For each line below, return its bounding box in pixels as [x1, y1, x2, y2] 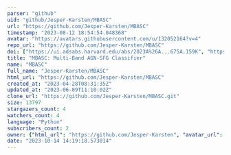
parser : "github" [7, 10, 57, 17]
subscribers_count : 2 [7, 125, 69, 132]
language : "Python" [7, 118, 63, 126]
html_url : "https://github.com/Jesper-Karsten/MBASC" [7, 73, 165, 81]
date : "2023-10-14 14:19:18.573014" [7, 138, 112, 145]
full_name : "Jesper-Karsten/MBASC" [7, 67, 109, 74]
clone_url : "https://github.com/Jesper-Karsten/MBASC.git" [7, 93, 180, 100]
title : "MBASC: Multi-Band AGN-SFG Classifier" [7, 55, 146, 62]
